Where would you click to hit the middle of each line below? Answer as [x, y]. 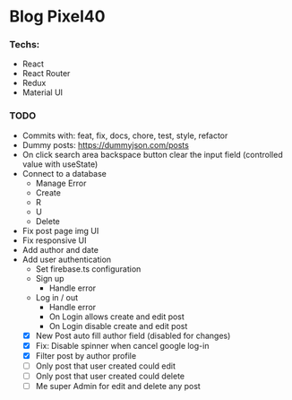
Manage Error [61, 183]
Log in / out [57, 297]
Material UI [43, 92]
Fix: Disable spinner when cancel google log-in [122, 345]
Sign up [50, 278]
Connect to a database [64, 173]
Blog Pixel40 [57, 17]
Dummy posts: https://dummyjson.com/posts [106, 144]
